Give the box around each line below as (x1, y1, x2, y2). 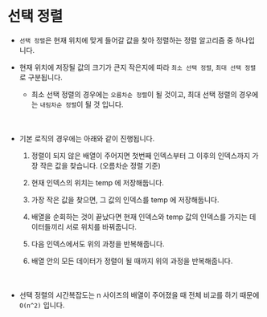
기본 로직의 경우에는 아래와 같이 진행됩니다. (18, 133, 155, 143)
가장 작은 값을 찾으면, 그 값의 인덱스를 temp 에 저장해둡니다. (31, 194, 220, 205)
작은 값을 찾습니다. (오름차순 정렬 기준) (39, 161, 162, 170)
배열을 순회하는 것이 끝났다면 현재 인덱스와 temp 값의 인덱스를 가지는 (31, 212, 249, 221)
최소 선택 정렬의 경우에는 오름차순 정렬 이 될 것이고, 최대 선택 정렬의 (31, 89, 238, 99)
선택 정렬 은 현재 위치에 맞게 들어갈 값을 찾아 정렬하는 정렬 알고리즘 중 (18, 35, 234, 45)
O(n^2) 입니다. (18, 300, 65, 310)
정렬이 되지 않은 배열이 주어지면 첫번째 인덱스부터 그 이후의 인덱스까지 (31, 150, 251, 161)
